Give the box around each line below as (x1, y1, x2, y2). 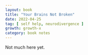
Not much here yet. (5, 44, 45, 50)
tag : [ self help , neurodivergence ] (5, 21, 84, 26)
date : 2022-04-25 (5, 16, 41, 21)
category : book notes (5, 30, 50, 35)
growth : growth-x (5, 26, 41, 31)
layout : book (5, 7, 32, 12)
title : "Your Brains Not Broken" (5, 12, 75, 17)
